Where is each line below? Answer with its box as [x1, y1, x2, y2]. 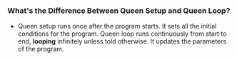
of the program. [17, 45, 64, 54]
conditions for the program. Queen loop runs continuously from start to [17, 29, 227, 38]
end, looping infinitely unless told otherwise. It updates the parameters [17, 37, 227, 46]
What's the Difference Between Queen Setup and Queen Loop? [7, 6, 231, 16]
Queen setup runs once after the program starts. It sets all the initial [17, 22, 217, 31]
